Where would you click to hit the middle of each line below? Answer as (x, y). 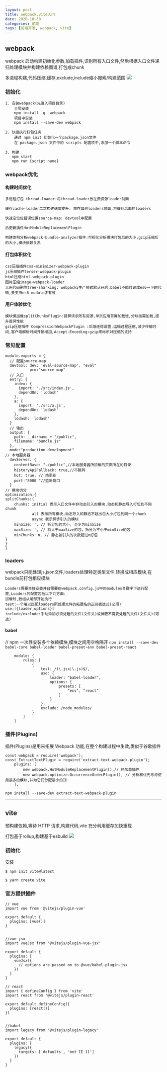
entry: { (19, 380)
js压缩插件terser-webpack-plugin (38, 271)
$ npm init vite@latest (30, 871)
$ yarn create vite (25, 880)
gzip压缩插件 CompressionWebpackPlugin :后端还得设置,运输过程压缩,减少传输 (79, 327)
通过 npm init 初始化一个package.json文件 (55, 138)
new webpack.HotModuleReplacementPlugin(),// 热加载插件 (81, 769)
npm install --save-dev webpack (47, 123)
